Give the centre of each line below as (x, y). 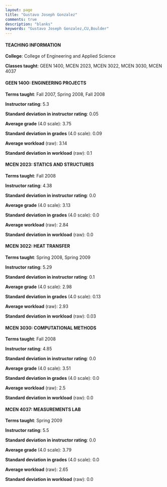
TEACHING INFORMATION (33, 45)
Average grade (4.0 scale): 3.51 (38, 368)
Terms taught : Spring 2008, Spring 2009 (48, 257)
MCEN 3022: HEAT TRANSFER (38, 246)
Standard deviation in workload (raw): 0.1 (49, 153)
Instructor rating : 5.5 (27, 430)
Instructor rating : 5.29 (29, 267)
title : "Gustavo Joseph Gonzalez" (41, 15)
